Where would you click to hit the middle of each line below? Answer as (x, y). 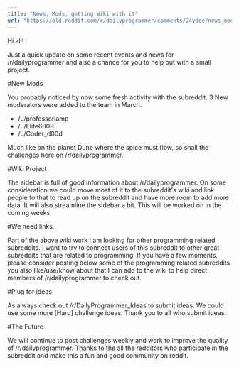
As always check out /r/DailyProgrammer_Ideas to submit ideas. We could (116, 305)
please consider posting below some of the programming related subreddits (119, 263)
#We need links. (31, 226)
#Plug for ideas (30, 291)
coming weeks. (30, 212)
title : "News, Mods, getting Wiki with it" (73, 14)
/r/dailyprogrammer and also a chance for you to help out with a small (110, 62)
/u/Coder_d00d (40, 133)
